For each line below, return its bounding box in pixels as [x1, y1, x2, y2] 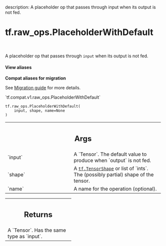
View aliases [5, 64, 32, 70]
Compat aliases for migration [5, 75, 66, 81]
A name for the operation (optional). [74, 185, 157, 192]
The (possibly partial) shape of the [74, 171, 154, 178]
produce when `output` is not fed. [74, 157, 152, 164]
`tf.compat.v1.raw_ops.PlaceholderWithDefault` [5, 94, 101, 100]
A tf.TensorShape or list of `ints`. [74, 165, 149, 172]
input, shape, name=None [14, 108, 65, 113]
